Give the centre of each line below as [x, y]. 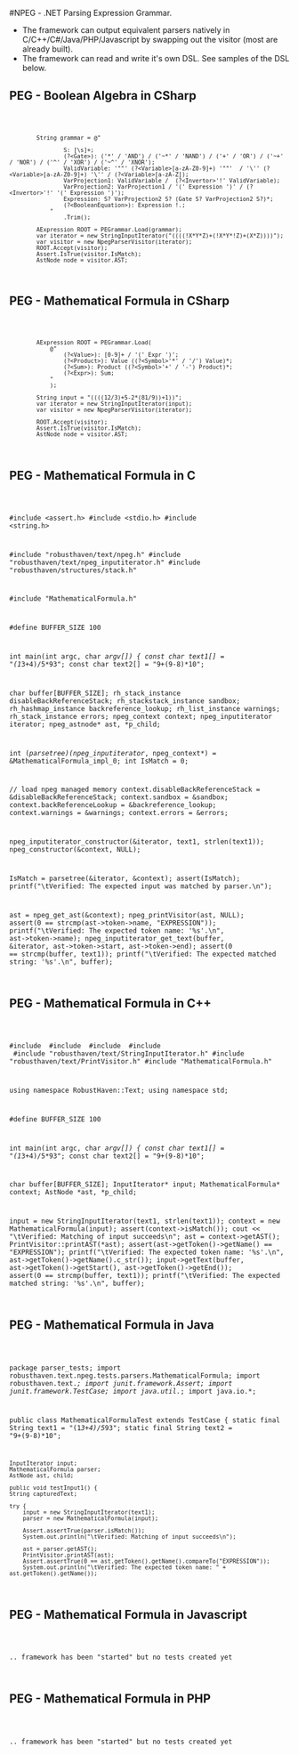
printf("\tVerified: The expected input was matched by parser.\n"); [141, 886]
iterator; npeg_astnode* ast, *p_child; [85, 724]
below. [34, 68]
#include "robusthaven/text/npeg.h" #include [95, 554]
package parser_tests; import [65, 1368]
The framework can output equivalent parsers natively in [126, 30]
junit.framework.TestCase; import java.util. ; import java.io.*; [133, 1391]
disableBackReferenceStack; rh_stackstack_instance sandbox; [125, 701]
